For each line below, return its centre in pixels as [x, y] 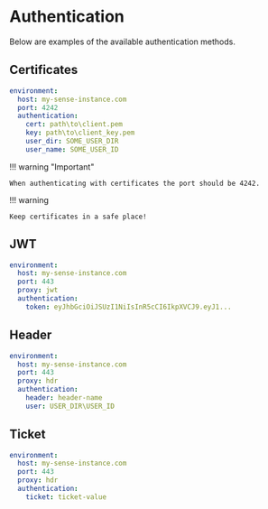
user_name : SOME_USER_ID [72, 149]
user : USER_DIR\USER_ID [70, 406]
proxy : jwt [38, 291]
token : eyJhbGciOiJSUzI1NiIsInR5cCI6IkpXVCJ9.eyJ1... [129, 307]
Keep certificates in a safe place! [78, 217]
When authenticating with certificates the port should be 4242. [134, 183]
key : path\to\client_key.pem [80, 133]
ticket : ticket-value [66, 497]
